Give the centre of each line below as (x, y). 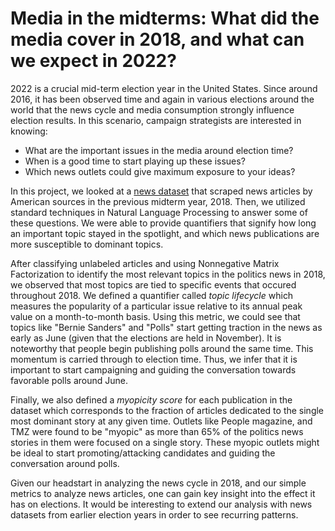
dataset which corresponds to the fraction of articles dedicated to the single (167, 410)
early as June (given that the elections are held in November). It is (146, 338)
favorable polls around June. (69, 380)
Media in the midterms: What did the (165, 18)
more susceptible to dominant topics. (87, 244)
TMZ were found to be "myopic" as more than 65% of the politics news (157, 431)
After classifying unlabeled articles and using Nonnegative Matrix (145, 263)
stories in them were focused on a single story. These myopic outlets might (165, 442)
